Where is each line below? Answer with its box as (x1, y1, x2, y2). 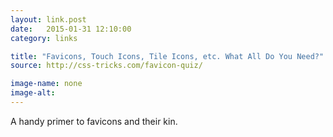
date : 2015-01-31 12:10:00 (10, 24, 132, 34)
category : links (10, 33, 78, 43)
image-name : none (10, 79, 83, 89)
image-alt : (10, 88, 56, 98)
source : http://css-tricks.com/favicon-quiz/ (10, 61, 203, 71)
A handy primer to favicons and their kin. (10, 115, 178, 127)
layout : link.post (10, 14, 87, 25)
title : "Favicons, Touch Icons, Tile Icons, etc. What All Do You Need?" (10, 51, 325, 61)
